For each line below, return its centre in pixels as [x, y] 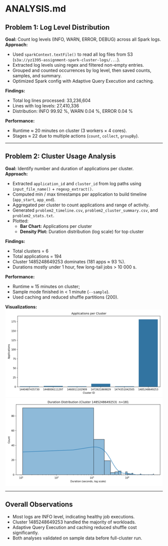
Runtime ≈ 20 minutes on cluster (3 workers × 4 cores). [70, 130]
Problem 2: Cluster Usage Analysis [60, 156]
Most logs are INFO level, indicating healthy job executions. [73, 516]
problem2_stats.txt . [33, 215]
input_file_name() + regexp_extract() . [53, 189]
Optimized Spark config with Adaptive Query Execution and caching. [83, 81]
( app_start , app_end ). [34, 199]
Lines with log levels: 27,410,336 [45, 106]
